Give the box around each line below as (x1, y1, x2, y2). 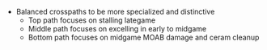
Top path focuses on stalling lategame (28, 15, 156, 25)
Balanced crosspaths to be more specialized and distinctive (15, 7, 215, 16)
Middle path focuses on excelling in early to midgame (28, 24, 207, 33)
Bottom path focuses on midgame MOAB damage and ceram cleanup (28, 32, 260, 42)
